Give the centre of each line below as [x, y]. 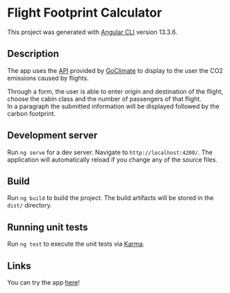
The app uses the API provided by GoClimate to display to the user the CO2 [115, 70]
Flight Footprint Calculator [84, 13]
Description [33, 54]
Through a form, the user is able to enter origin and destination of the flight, [115, 91]
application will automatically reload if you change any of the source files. [112, 159]
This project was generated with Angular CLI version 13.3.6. [92, 32]
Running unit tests [48, 227]
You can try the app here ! [43, 282]
